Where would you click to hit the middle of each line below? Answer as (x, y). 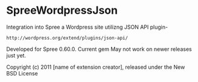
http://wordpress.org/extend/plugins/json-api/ (67, 38)
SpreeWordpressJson (62, 10)
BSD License (22, 73)
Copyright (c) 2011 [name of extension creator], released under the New (96, 67)
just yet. (16, 55)
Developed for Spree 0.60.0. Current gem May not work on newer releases (99, 49)
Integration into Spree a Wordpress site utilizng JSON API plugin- (87, 27)
